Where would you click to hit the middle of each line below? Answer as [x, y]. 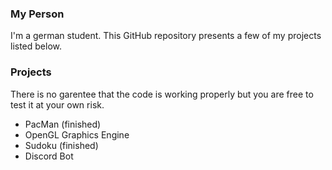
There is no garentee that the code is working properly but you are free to [162, 94]
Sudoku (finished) [61, 145]
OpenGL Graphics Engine [77, 134]
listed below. [36, 46]
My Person [37, 14]
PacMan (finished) [63, 124]
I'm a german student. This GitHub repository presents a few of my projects [166, 36]
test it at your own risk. [57, 104]
